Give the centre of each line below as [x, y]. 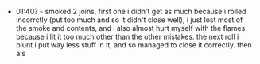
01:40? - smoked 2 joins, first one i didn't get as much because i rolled [131, 11]
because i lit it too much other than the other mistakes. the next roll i [127, 36]
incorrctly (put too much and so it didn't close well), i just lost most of [129, 20]
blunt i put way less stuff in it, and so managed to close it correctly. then [134, 45]
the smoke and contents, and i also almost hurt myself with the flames [130, 28]
